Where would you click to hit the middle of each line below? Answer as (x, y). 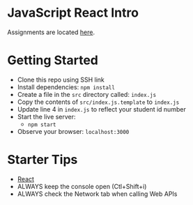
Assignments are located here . (51, 32)
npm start (42, 124)
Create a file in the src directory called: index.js (87, 94)
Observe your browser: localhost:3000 (73, 131)
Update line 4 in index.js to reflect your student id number (101, 109)
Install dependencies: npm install (66, 87)
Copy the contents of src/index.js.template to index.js (98, 102)
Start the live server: (46, 116)
